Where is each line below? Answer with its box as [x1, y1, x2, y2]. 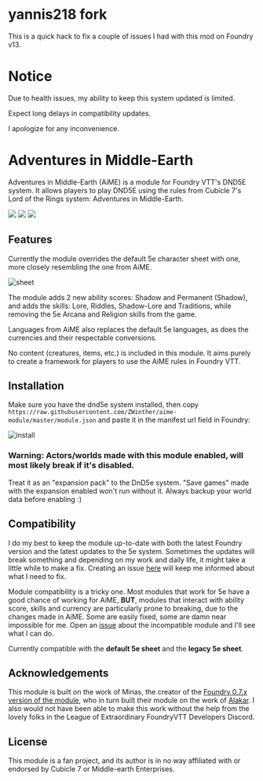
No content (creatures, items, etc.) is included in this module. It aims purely [8, 348, 251, 357]
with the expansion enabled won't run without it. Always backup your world [8, 486, 252, 496]
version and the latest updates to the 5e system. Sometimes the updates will [8, 546, 255, 555]
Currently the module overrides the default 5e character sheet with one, [8, 254, 241, 263]
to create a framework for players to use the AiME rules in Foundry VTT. [8, 356, 241, 366]
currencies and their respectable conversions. [8, 332, 157, 343]
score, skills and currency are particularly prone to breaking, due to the [8, 603, 238, 613]
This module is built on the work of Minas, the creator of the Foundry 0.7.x [8, 687, 247, 697]
